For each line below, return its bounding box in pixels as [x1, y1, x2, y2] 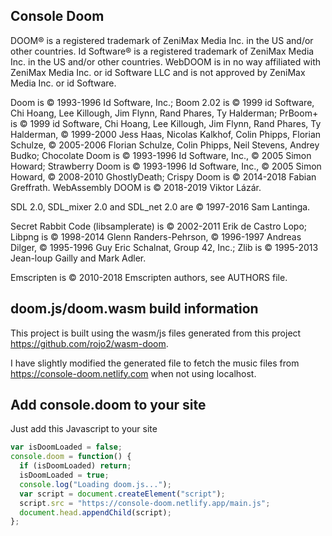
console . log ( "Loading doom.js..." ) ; [19, 479, 172, 489]
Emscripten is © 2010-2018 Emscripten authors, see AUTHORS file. [10, 271, 288, 283]
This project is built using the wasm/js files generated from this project [10, 327, 302, 339]
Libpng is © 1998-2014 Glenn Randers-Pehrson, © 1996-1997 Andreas [10, 230, 302, 243]
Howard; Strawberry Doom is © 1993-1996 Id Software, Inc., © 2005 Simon [10, 160, 322, 172]
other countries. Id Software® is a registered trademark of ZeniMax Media [10, 45, 315, 57]
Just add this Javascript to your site [10, 423, 158, 435]
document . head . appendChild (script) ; [19, 507, 172, 518]
